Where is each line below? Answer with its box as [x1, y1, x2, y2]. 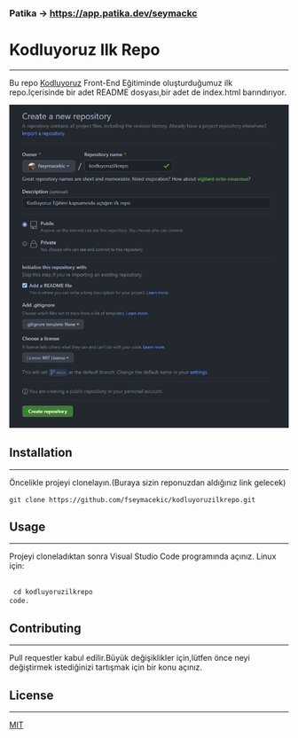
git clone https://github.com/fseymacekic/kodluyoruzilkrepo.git [9, 495, 255, 504]
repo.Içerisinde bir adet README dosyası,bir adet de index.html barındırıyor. [9, 87, 286, 98]
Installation [9, 445, 73, 460]
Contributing [9, 620, 82, 636]
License [9, 687, 54, 703]
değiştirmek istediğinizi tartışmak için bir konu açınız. [9, 662, 202, 672]
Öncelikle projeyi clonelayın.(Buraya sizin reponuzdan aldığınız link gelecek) [9, 477, 286, 488]
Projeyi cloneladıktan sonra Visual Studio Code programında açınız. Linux [9, 551, 277, 561]
